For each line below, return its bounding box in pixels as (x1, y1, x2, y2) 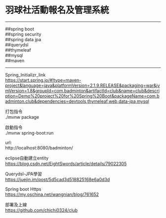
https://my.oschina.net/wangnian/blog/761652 (5, 191, 99, 197)
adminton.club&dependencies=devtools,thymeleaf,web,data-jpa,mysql (5, 98, 149, 104)
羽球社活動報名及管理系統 (5, 4, 110, 16)
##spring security (5, 31, 41, 37)
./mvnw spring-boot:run (5, 130, 54, 136)
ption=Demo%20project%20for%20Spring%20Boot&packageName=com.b (5, 93, 160, 99)
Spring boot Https (5, 186, 41, 192)
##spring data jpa (5, 36, 41, 42)
